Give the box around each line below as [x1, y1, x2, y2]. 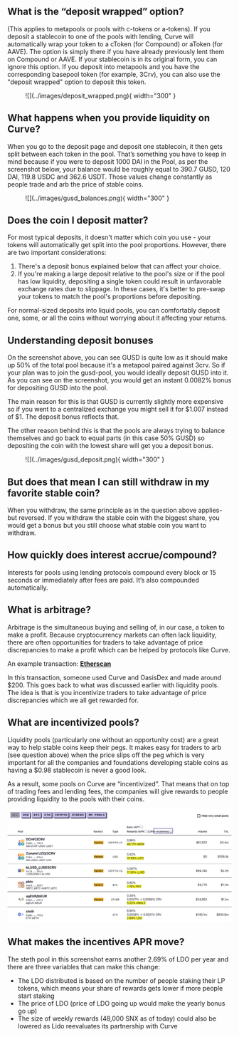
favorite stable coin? [7, 487, 101, 499]
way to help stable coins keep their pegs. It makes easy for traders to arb [7, 743, 222, 751]
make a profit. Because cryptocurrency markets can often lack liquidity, [7, 630, 217, 639]
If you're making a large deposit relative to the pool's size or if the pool [17, 270, 225, 278]
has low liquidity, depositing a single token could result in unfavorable [17, 277, 222, 286]
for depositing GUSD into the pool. [7, 384, 108, 392]
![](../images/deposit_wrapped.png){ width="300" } [25, 91, 176, 100]
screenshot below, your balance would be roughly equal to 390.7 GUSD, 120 [7, 165, 231, 173]
